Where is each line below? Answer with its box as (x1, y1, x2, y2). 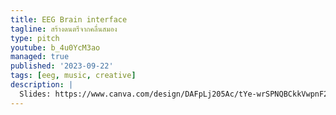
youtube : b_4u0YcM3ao (10, 42, 101, 53)
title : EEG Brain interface (10, 14, 128, 25)
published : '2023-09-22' (10, 61, 114, 71)
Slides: (19, 89, 52, 99)
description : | (10, 80, 74, 90)
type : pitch (10, 33, 60, 43)
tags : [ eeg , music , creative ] (10, 71, 137, 81)
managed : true (10, 52, 70, 62)
